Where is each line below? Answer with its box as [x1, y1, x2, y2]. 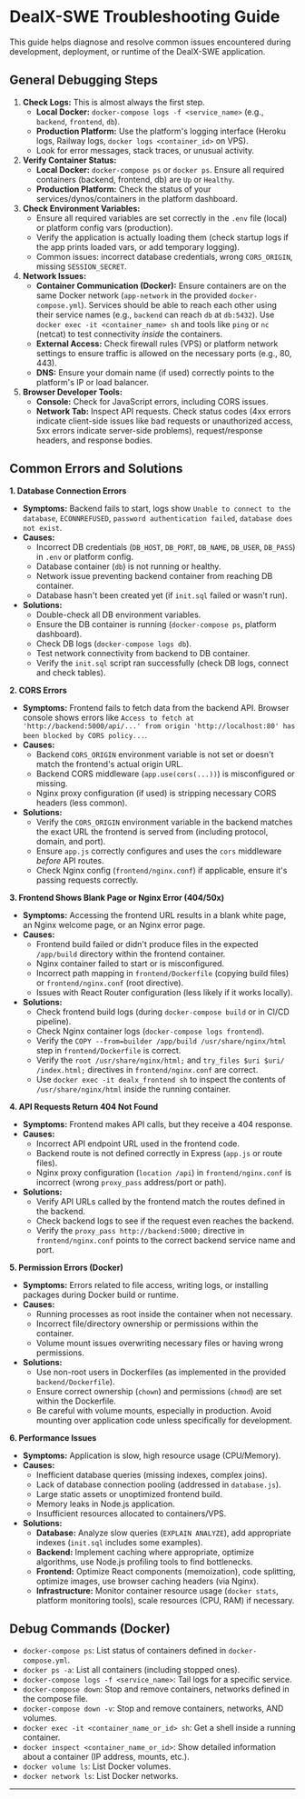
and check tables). [35, 666, 106, 678]
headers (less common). [35, 797, 128, 808]
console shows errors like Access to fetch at [22, 712, 195, 723]
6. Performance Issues [9, 1432, 97, 1443]
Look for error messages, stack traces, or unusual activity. [35, 145, 255, 155]
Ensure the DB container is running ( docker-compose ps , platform [35, 618, 277, 629]
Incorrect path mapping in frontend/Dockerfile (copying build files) [35, 967, 290, 978]
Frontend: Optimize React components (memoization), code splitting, [35, 1565, 296, 1576]
